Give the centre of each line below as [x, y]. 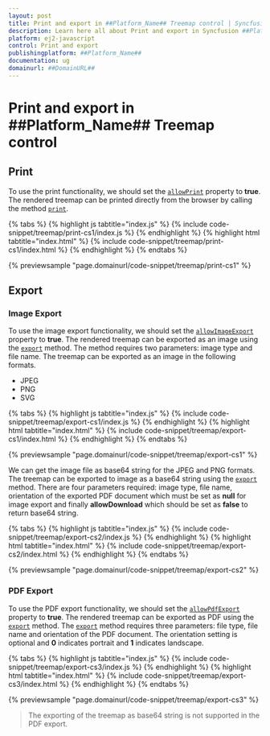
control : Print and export [53, 46]
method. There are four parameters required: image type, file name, [121, 487]
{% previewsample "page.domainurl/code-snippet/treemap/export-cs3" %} [134, 699]
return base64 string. [43, 513]
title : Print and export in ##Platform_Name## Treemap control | [120, 23]
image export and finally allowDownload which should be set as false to [128, 505]
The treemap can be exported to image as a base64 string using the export [133, 479]
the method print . [38, 208]
